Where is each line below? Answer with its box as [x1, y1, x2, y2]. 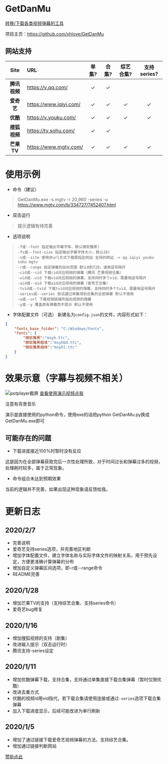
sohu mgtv [17, 259, 38, 264]
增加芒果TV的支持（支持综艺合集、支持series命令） [12, 600, 119, 606]
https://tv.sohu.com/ [26, 127, 75, 134]
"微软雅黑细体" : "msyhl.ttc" [23, 345, 77, 350]
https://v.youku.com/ [26, 114, 76, 121]
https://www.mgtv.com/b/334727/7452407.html [17, 202, 116, 208]
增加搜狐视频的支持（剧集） [12, 635, 70, 641]
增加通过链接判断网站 [12, 743, 56, 749]
